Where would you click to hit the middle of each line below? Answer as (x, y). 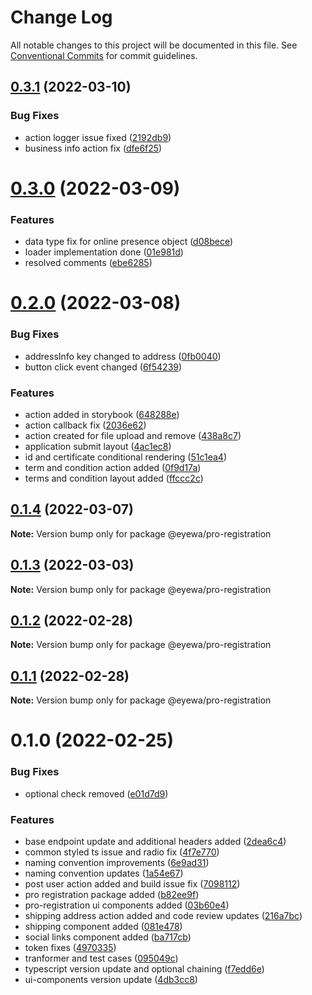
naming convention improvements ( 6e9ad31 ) (117, 862)
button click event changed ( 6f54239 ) (103, 367)
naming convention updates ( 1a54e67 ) (104, 873)
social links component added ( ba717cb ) (108, 937)
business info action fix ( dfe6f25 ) (93, 148)
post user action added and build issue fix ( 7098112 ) (132, 883)
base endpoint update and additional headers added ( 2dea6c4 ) (155, 841)
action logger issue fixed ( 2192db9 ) (98, 137)
